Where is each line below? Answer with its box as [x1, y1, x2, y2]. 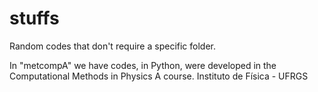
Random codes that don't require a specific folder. [9, 40, 217, 52]
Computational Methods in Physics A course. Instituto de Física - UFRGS [9, 70, 309, 82]
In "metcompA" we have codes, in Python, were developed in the [9, 59, 277, 71]
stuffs [9, 7, 60, 30]
